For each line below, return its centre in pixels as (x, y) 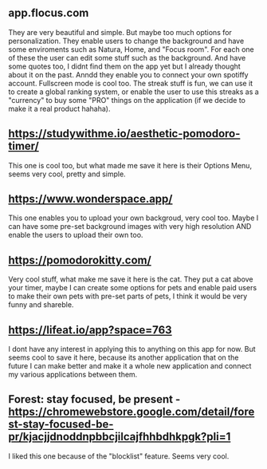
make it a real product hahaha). (59, 108)
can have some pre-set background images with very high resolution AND (130, 227)
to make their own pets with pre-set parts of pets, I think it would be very (128, 296)
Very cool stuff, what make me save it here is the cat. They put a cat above (131, 279)
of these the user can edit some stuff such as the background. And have (127, 57)
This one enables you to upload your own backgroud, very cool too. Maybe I (133, 218)
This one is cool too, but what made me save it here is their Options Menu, (130, 165)
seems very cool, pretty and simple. (67, 174)
